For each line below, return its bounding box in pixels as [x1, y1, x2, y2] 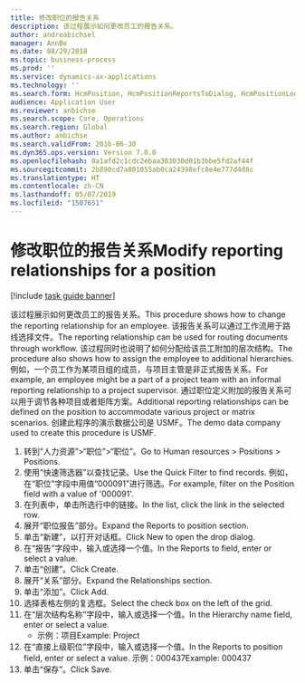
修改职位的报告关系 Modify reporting [10, 241, 284, 261]
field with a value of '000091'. [23, 488, 134, 499]
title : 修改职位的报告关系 [10, 13, 100, 23]
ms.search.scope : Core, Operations [10, 114, 145, 123]
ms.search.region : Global [10, 123, 108, 132]
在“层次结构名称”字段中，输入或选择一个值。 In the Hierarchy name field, [23, 609, 293, 620]
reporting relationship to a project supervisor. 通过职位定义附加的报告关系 [10, 384, 284, 395]
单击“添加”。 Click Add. [23, 586, 110, 597]
